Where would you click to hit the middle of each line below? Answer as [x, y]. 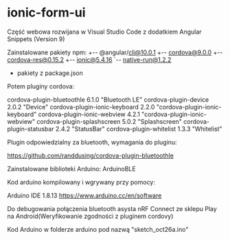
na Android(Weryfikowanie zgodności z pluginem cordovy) [90, 216]
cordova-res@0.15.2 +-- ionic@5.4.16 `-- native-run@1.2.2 [89, 59]
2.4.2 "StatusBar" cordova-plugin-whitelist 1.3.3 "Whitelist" [139, 129]
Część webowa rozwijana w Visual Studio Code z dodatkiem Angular [104, 32]
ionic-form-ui [46, 13]
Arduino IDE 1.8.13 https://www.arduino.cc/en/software [84, 195]
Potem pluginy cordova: [41, 86]
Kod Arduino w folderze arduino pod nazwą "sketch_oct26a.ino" [98, 229]
